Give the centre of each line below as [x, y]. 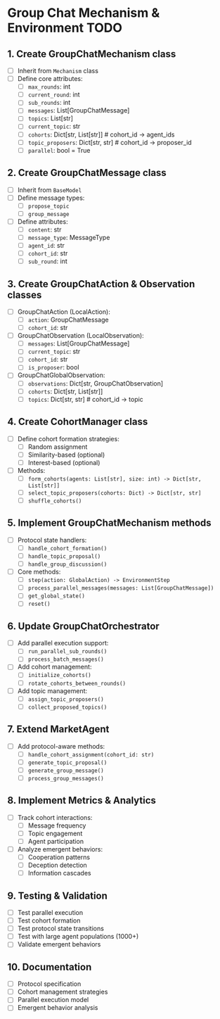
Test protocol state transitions [60, 929]
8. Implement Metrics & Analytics [82, 800]
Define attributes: [43, 221]
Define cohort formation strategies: [68, 438]
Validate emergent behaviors [59, 944]
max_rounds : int [49, 87]
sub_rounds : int [49, 103]
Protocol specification [49, 984]
